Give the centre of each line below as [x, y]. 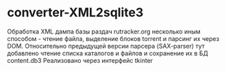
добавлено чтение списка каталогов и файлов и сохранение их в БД [108, 53]
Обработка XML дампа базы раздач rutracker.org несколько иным [104, 31]
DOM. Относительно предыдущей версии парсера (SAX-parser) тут [106, 46]
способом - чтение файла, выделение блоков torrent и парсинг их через [113, 38]
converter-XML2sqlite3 [75, 13]
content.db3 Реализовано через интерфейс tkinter [80, 60]
